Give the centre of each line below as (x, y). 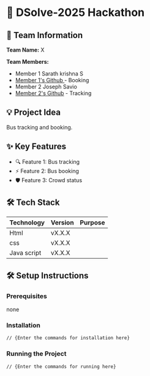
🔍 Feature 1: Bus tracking (47, 161)
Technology (27, 223)
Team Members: (28, 62)
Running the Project (36, 354)
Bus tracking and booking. (39, 127)
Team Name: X (25, 50)
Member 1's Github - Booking (52, 80)
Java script (25, 253)
